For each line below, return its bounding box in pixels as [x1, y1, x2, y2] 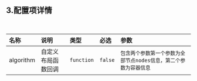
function [69, 57, 94, 63]
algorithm [9, 56, 36, 64]
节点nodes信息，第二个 [125, 57, 181, 64]
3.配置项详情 [6, 5, 53, 16]
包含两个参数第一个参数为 [120, 50, 181, 57]
